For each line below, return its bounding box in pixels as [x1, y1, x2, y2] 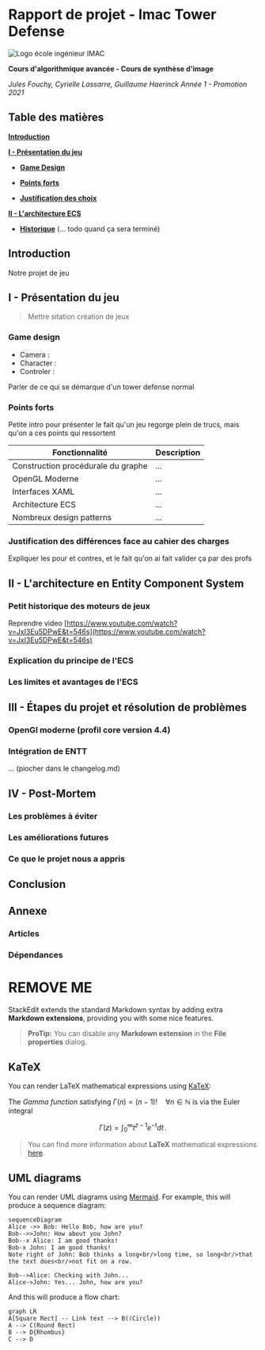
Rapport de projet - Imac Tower [8, 6, 217, 24]
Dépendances [8, 950, 63, 961]
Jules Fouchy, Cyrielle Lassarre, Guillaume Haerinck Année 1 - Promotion [8, 79, 248, 89]
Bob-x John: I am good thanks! [8, 1244, 112, 1252]
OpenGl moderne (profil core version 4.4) [8, 725, 171, 736]
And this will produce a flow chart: [8, 1292, 120, 1302]
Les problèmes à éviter [8, 810, 98, 821]
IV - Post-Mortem [8, 786, 97, 800]
